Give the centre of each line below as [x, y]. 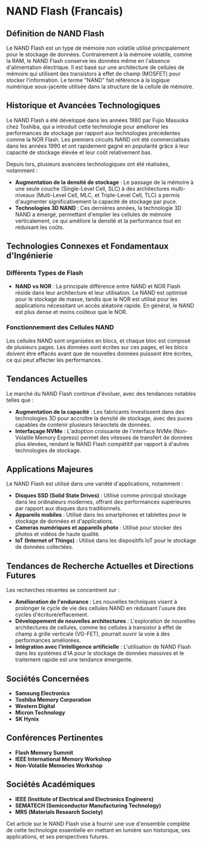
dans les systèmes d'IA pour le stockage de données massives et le [99, 653]
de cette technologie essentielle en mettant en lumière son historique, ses [98, 830]
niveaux [25, 195]
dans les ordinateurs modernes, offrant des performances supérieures [103, 502]
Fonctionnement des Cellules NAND [60, 327]
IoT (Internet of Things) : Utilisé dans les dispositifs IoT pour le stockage [106, 540]
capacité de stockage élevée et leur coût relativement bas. [79, 152]
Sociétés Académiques [51, 785]
